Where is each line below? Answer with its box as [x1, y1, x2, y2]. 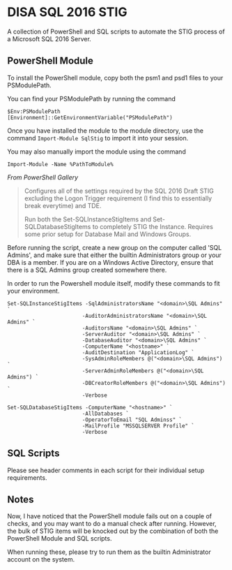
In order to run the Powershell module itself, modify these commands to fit [7, 279, 221, 287]
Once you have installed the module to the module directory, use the [7, 126, 204, 135]
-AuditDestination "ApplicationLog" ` [82, 349, 195, 356]
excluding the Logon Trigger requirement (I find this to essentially [24, 193, 212, 203]
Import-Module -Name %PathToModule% [7, 161, 114, 168]
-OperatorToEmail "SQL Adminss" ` [82, 416, 183, 423]
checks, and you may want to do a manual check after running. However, [7, 520, 217, 528]
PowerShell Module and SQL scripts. [7, 534, 112, 543]
